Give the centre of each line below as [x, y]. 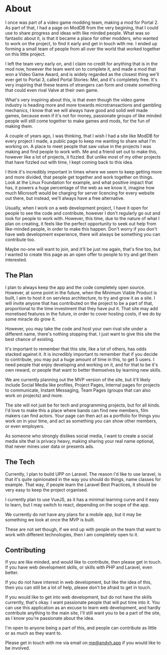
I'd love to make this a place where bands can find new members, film [77, 410]
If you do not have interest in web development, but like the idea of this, [79, 582]
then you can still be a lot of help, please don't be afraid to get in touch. [78, 587]
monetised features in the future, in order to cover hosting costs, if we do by [83, 314]
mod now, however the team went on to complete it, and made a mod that [81, 69]
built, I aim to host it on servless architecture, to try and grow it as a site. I [80, 298]
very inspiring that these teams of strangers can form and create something [83, 84]
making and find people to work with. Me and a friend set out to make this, [81, 152]
